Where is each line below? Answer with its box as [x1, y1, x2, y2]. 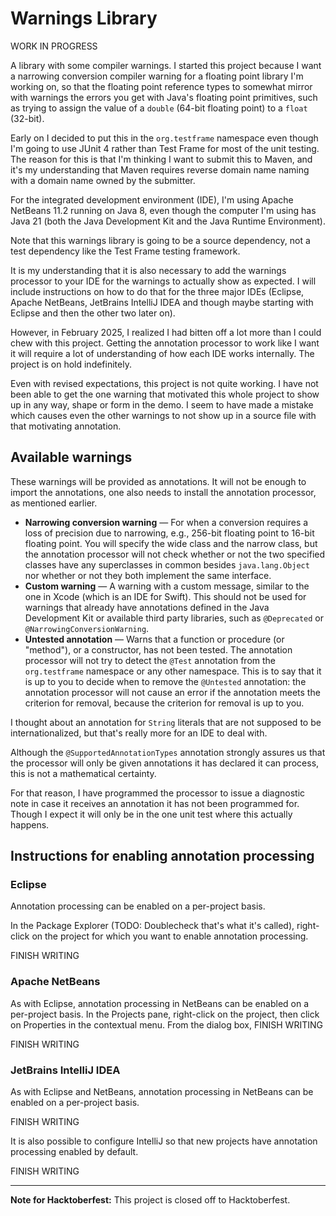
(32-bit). [10, 112, 45, 124]
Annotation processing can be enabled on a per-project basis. [10, 900, 266, 912]
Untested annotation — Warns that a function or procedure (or [24, 633, 285, 645]
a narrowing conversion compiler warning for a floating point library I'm [10, 70, 304, 82]
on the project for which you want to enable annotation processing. [31, 930, 309, 942]
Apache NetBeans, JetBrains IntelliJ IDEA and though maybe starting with [10, 296, 314, 308]
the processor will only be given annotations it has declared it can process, [10, 757, 320, 769]
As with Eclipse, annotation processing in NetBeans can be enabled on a [10, 997, 310, 1009]
